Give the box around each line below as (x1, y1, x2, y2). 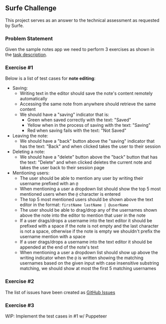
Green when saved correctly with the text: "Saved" (27, 117, 132, 123)
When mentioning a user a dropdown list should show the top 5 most (19, 186, 161, 192)
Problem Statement (5, 35, 53, 42)
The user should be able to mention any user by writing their (19, 175, 144, 181)
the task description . (5, 52, 47, 58)
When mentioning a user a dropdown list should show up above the (19, 250, 158, 256)
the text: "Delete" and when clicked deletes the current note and (19, 159, 152, 165)
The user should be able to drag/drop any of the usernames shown (19, 207, 158, 213)
